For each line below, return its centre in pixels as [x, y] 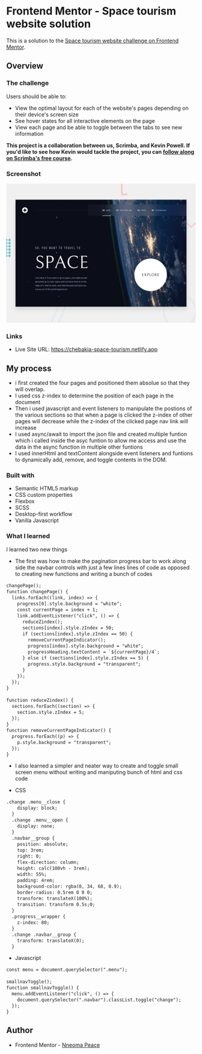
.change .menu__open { [40, 820]
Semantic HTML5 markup [47, 488]
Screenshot [23, 174]
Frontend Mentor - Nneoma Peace [57, 1045]
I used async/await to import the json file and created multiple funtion [101, 434]
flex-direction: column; [48, 862]
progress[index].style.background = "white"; [86, 646]
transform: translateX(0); [51, 941]
